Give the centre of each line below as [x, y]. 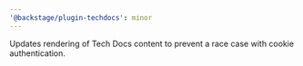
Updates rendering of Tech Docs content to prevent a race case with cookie [151, 43]
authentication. [38, 53]
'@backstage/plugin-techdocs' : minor [81, 18]
